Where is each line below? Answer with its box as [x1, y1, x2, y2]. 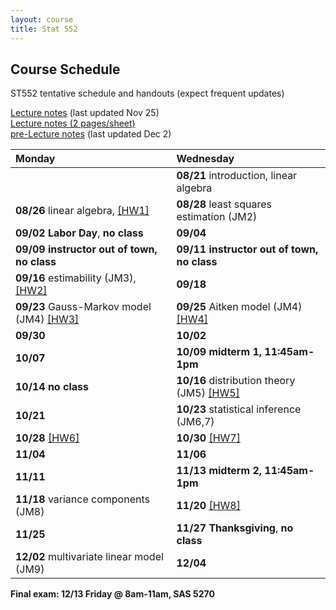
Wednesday [176, 152, 235, 166]
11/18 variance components [15, 492, 150, 506]
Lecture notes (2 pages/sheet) [10, 117, 136, 130]
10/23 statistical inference [176, 402, 302, 416]
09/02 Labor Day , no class [15, 226, 144, 240]
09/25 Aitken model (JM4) [176, 300, 303, 314]
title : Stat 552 [10, 24, 78, 34]
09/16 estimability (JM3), [15, 271, 137, 285]
